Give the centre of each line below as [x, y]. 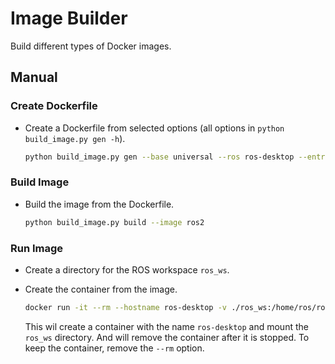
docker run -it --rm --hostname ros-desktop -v [126, 307]
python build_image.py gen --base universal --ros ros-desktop [159, 157]
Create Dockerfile [54, 106]
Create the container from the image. [101, 289]
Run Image [37, 248]
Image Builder [69, 18]
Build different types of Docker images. [91, 46]
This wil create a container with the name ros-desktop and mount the [166, 326]
